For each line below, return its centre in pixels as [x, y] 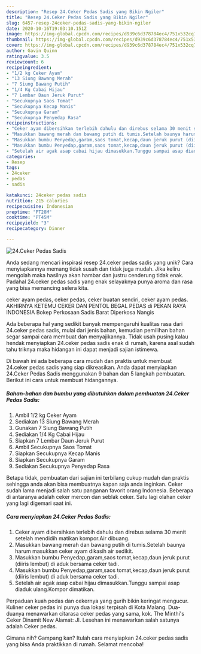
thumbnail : [20, 40]
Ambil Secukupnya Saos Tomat [53, 447]
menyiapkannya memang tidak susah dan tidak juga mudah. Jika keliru [93, 269]
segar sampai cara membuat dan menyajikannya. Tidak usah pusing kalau [97, 337]
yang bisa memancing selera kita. [48, 287]
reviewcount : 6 [25, 62]
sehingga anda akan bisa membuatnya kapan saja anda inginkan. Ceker [95, 484]
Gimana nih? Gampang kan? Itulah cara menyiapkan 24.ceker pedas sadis [97, 638]
